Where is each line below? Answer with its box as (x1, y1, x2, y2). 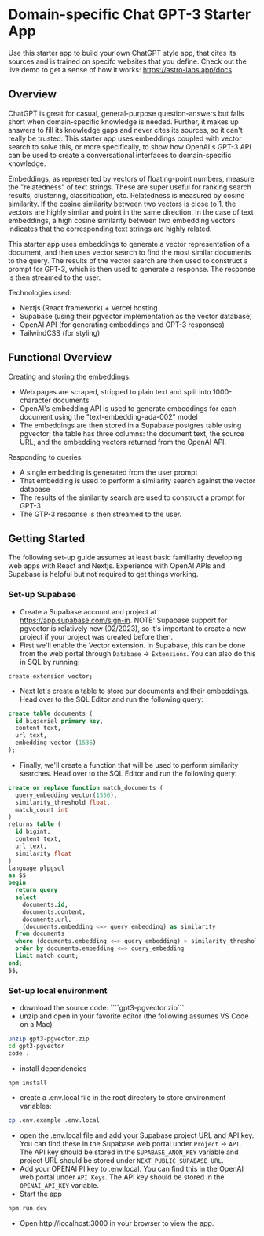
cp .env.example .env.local (8, 1117, 101, 1124)
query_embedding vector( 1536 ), (15, 791, 118, 799)
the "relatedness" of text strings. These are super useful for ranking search (8, 182, 251, 192)
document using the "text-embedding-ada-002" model (19, 412, 198, 421)
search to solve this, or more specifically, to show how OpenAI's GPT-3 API (8, 141, 251, 151)
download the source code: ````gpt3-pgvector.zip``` (19, 1003, 185, 1012)
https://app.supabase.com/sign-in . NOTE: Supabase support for (19, 615, 228, 625)
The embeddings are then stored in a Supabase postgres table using (19, 420, 242, 430)
